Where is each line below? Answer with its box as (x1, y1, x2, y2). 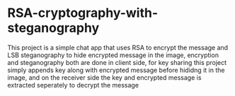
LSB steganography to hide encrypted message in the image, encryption (7, 51, 219, 59)
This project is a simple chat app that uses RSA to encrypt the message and (7, 43, 229, 52)
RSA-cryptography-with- (7, 5, 158, 21)
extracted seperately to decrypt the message (7, 80, 139, 89)
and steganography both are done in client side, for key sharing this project (7, 58, 227, 66)
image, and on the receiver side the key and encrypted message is (7, 73, 202, 82)
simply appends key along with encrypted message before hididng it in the (7, 66, 225, 74)
